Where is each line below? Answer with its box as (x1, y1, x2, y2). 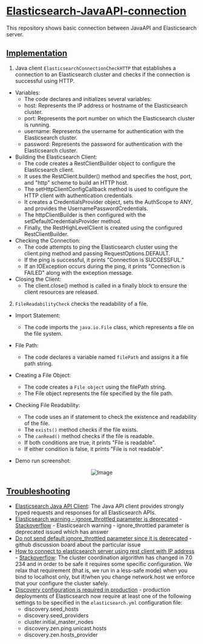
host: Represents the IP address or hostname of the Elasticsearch (24, 102, 188, 109)
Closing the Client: (15, 275, 62, 283)
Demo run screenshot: (15, 457, 72, 464)
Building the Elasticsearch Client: (15, 153, 98, 160)
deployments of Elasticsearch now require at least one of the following (15, 592, 191, 600)
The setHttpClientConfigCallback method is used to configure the (24, 185, 188, 192)
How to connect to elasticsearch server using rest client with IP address (15, 547, 195, 554)
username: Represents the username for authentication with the (24, 127, 184, 134)
